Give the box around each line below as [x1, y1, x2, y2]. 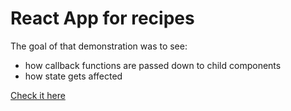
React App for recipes [10, 7, 195, 30]
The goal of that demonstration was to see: [10, 40, 188, 52]
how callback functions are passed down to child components [24, 59, 282, 71]
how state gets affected [24, 70, 123, 82]
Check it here [10, 89, 66, 101]
